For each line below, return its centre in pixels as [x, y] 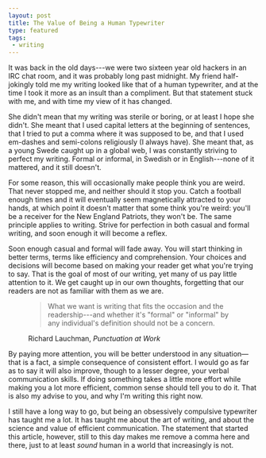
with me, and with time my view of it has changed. [90, 102]
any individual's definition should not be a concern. [131, 323]
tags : [17, 38]
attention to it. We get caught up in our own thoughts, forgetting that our [126, 283]
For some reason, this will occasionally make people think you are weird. [127, 183]
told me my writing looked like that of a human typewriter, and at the [147, 85]
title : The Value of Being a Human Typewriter [87, 23]
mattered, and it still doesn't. [55, 167]
